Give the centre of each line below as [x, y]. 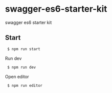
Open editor [17, 76]
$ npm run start [24, 49]
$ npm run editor [25, 85]
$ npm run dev [22, 67]
